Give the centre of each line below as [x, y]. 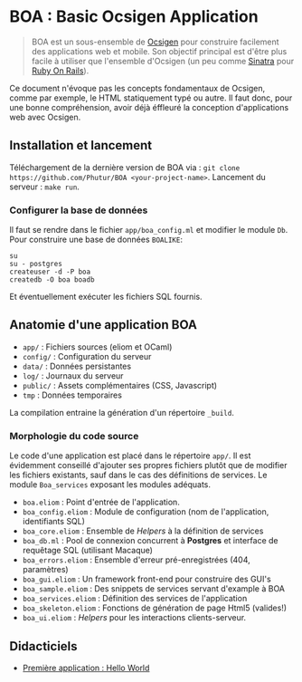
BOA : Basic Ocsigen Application [134, 17]
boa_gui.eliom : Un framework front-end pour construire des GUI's [146, 579]
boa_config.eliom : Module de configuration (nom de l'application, [146, 512]
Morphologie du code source [74, 436]
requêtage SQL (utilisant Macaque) [88, 551]
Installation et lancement [81, 145]
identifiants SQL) [54, 522]
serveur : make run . [44, 187]
